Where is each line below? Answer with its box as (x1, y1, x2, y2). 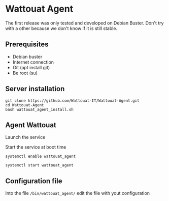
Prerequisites (5, 40, 49, 49)
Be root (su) (12, 70, 38, 76)
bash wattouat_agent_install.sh (5, 107, 74, 112)
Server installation (5, 84, 65, 93)
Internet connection (12, 59, 54, 65)
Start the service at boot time (5, 144, 66, 150)
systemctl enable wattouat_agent (5, 154, 76, 159)
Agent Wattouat (5, 121, 57, 129)
